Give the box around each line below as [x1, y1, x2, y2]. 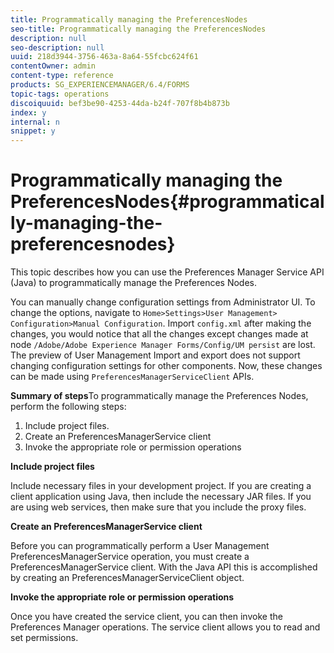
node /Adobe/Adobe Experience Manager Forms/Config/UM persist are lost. [10, 339, 316, 351]
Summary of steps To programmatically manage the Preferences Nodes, [10, 390, 309, 402]
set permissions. [10, 632, 79, 644]
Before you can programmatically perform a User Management [10, 540, 270, 552]
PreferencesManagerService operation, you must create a [10, 551, 250, 563]
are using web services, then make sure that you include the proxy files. [10, 501, 307, 513]
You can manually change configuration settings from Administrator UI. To [10, 296, 316, 308]
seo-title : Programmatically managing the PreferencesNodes [10, 24, 267, 34]
